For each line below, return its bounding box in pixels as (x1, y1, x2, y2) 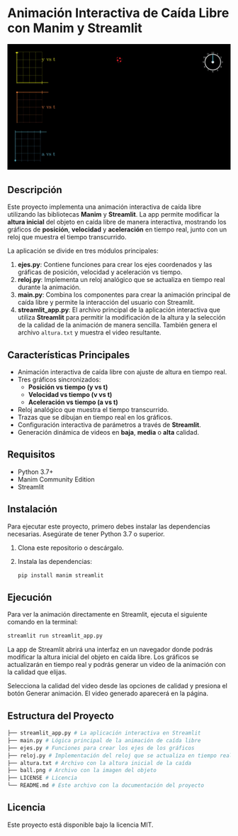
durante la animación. (17, 283, 81, 292)
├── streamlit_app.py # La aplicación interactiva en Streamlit (7, 729, 201, 737)
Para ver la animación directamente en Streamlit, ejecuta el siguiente (7, 610, 208, 619)
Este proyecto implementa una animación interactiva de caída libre (7, 202, 202, 211)
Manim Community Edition (17, 474, 95, 484)
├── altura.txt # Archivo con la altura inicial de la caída (7, 759, 192, 766)
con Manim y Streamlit (7, 20, 143, 36)
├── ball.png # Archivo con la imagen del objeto (7, 767, 157, 774)
